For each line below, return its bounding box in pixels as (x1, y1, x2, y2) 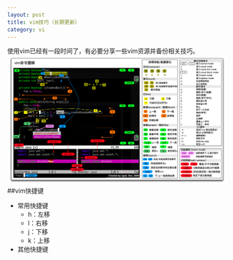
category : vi (7, 26, 45, 33)
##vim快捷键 (7, 187, 44, 195)
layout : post (7, 11, 45, 18)
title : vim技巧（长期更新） (7, 18, 80, 26)
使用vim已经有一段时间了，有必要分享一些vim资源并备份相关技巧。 (7, 47, 200, 55)
